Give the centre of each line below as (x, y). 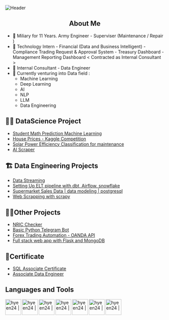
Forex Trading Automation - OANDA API (54, 235)
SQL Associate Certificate (39, 269)
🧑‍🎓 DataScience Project (43, 121)
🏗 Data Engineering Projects (52, 166)
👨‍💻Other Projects (33, 212)
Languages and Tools (40, 290)
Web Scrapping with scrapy (41, 197)
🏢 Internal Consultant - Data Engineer (51, 68)
